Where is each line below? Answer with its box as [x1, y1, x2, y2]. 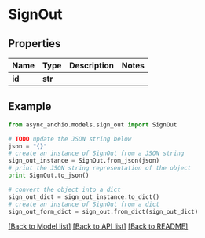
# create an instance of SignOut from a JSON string [8, 149, 185, 158]
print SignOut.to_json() [8, 171, 90, 180]
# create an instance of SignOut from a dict [8, 200, 159, 208]
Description [69, 60, 114, 71]
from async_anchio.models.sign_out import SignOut [8, 120, 178, 129]
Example [8, 100, 52, 113]
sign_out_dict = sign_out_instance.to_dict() [8, 192, 159, 201]
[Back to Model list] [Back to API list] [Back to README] [8, 222, 189, 231]
